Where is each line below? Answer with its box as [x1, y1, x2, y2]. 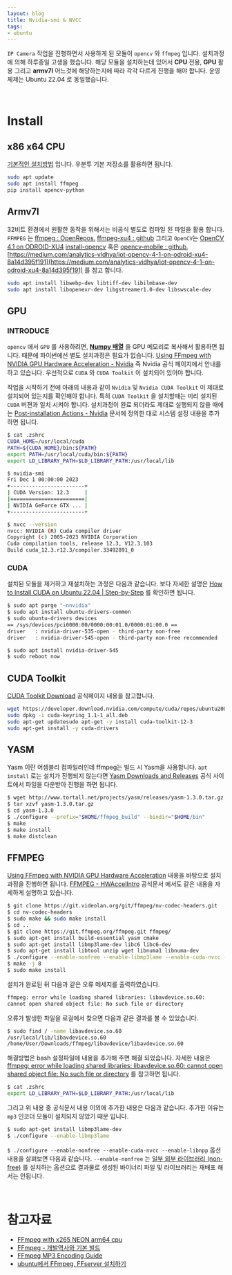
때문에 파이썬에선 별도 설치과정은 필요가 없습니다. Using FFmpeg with [21, 351, 212, 360]
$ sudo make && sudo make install [7, 915, 107, 923]
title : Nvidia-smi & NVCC [7, 17, 81, 24]
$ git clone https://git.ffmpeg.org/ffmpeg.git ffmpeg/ [7, 928, 171, 935]
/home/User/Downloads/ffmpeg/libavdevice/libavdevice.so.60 [7, 1040, 184, 1047]
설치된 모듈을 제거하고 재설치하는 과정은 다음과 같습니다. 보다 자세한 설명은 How [7, 579, 223, 588]
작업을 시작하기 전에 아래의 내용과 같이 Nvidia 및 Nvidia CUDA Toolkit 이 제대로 [7, 383, 224, 392]
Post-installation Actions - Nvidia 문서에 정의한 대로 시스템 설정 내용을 [14, 409, 207, 417]
